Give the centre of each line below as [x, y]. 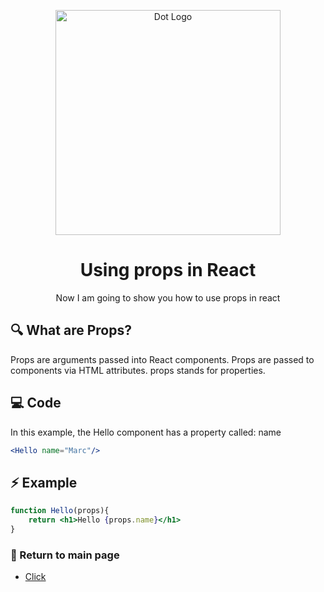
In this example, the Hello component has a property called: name [146, 432]
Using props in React [168, 270]
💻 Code [36, 403]
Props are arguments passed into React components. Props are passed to [162, 359]
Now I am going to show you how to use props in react [168, 297]
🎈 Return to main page [65, 555]
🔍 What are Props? [71, 330]
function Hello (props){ [60, 511]
